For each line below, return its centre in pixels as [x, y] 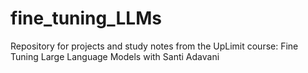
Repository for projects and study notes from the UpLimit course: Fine [154, 46]
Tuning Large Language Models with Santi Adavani [115, 56]
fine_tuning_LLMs [86, 18]
